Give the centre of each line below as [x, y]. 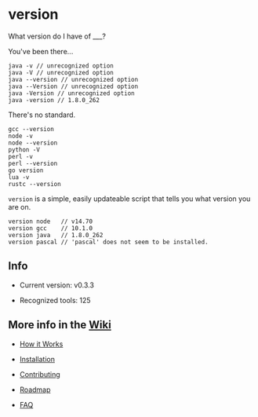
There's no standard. [42, 115]
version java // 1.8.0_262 [56, 235]
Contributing [40, 374]
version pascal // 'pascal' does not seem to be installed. [109, 242]
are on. [20, 207]
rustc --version [35, 184]
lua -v [19, 177]
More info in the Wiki [60, 325]
